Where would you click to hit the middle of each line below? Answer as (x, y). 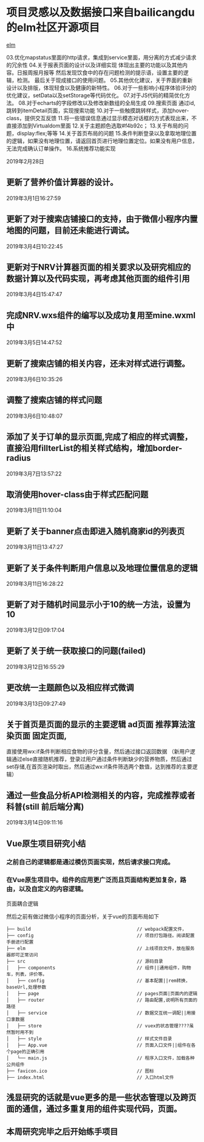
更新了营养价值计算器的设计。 (62, 182)
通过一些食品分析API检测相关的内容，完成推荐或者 (101, 795)
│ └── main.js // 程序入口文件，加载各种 (100, 1058)
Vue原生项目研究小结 (46, 844)
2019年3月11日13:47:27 (35, 547)
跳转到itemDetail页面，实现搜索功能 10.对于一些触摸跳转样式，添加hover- (98, 110)
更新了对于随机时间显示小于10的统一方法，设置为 (99, 605)
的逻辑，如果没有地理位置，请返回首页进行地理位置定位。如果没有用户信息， (102, 141)
